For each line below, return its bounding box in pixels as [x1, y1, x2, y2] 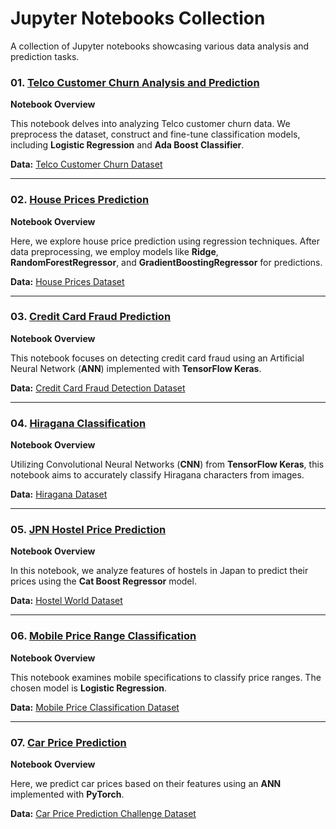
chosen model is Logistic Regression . [10, 682, 168, 694]
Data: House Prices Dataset [10, 275, 125, 287]
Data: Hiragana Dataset [10, 488, 108, 501]
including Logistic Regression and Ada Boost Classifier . [10, 139, 245, 151]
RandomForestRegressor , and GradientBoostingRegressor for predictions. [10, 256, 323, 268]
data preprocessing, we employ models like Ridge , [10, 245, 219, 257]
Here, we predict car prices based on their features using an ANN [10, 778, 282, 790]
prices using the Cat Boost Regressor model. [10, 575, 197, 587]
